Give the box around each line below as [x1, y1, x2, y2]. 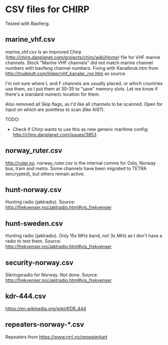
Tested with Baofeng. [5, 20, 50, 26]
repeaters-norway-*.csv [5, 320, 85, 329]
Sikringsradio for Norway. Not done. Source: [5, 272, 98, 278]
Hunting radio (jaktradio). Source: [5, 199, 75, 205]
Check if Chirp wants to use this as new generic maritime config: [12, 126, 149, 132]
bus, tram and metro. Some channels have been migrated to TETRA [5, 165, 147, 171]
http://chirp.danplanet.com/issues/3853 [12, 131, 97, 138]
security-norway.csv [5, 258, 74, 267]
